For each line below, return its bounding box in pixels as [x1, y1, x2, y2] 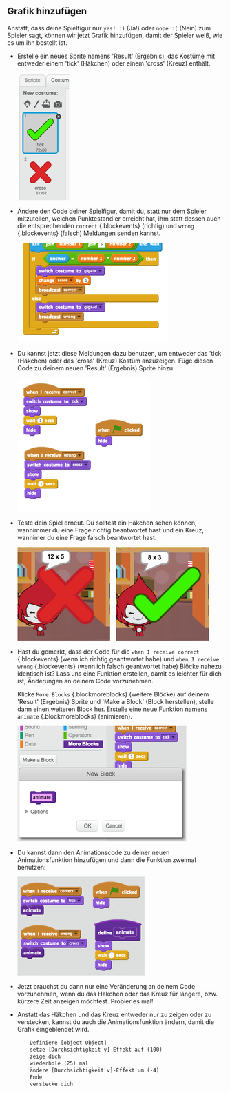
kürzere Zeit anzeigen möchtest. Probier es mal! [17, 996, 154, 1005]
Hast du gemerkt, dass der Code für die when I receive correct [17, 648, 200, 656]
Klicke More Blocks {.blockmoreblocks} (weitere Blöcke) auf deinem [17, 690, 209, 699]
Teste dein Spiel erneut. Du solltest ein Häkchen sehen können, [17, 519, 198, 527]
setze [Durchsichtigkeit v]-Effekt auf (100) [30, 1046, 163, 1053]
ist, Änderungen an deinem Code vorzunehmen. [17, 676, 154, 685]
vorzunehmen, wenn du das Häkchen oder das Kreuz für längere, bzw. [17, 990, 218, 998]
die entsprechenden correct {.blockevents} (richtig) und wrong [17, 221, 194, 230]
